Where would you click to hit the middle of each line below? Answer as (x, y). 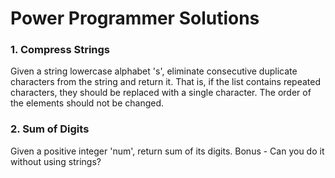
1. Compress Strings (60, 50)
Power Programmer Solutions (135, 18)
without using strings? (56, 161)
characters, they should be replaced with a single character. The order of (161, 93)
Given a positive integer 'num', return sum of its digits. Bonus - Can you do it (167, 151)
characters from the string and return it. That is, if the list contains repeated (166, 82)
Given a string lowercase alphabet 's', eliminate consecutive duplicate (154, 71)
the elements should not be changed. (87, 103)
